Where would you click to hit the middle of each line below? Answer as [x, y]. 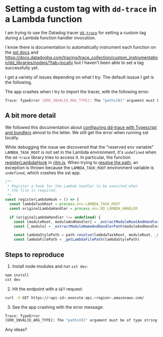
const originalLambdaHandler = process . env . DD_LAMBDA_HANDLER [73, 208]
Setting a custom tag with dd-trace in [81, 9]
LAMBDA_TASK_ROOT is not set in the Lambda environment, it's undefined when [81, 152]
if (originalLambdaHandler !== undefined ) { [55, 217]
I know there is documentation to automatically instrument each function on [81, 47]
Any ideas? [16, 330]
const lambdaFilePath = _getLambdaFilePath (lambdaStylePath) [77, 240]
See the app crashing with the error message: [58, 307]
